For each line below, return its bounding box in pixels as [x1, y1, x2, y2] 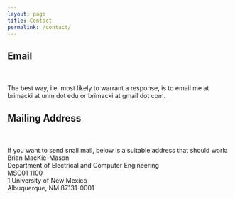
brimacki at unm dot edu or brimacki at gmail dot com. [7, 92, 166, 100]
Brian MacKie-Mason [7, 154, 70, 162]
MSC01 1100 [7, 168, 43, 177]
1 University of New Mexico [7, 176, 87, 185]
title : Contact [7, 17, 53, 24]
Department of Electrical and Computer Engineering [7, 161, 160, 169]
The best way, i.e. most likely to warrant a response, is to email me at [7, 84, 209, 92]
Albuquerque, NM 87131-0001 [7, 184, 94, 192]
